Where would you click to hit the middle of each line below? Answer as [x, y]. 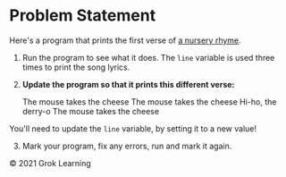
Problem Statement [83, 16]
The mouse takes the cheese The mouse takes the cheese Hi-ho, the [149, 101]
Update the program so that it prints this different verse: [128, 84]
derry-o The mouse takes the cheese [90, 111]
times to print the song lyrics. [76, 67]
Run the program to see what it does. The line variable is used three [148, 57]
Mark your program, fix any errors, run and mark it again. [127, 146]
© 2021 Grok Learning [50, 163]
